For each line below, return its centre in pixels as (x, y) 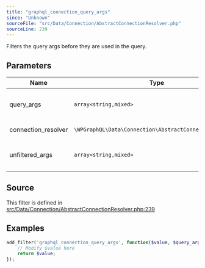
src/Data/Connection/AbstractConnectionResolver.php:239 (81, 209)
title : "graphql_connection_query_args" (59, 12)
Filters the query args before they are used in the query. (77, 46)
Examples (25, 229)
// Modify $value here (46, 248)
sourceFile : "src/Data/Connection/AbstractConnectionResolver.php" (94, 23)
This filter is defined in (34, 203)
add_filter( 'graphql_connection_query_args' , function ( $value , (88, 242)
